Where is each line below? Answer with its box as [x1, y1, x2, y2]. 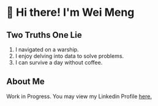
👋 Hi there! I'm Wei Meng [6, 5, 135, 19]
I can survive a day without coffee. [15, 59, 103, 66]
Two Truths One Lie [6, 30, 82, 40]
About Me [6, 76, 45, 87]
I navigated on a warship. [15, 46, 79, 53]
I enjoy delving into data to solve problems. [15, 52, 124, 60]
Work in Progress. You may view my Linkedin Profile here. [6, 93, 152, 100]
